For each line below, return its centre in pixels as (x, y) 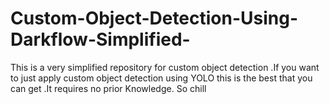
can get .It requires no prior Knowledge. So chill (108, 88)
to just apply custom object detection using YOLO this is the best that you (161, 78)
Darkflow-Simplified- (100, 39)
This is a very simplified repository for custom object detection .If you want (165, 67)
